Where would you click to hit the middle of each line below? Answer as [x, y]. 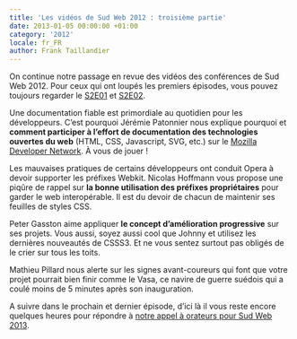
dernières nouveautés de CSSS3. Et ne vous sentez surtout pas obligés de [147, 243]
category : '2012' [42, 34]
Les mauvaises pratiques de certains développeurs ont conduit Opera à [141, 169]
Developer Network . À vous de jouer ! [79, 151]
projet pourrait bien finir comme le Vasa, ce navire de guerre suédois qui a [147, 280]
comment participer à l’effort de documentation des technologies [134, 132]
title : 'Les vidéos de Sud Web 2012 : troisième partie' [118, 17]
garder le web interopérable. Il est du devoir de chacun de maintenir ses [142, 197]
